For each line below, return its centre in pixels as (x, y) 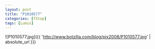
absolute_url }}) (21, 42)
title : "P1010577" (24, 14)
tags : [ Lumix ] (19, 23)
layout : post (18, 9)
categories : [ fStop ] (26, 18)
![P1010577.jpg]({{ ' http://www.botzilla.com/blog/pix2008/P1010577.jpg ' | (78, 37)
